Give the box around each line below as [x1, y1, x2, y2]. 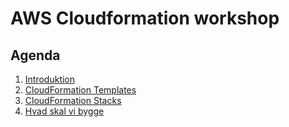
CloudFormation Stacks [24, 95, 122, 106]
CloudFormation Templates [24, 84, 137, 96]
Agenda [10, 47, 61, 64]
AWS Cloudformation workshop [10, 7, 280, 30]
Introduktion [24, 73, 76, 85]
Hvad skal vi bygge [24, 105, 105, 117]
